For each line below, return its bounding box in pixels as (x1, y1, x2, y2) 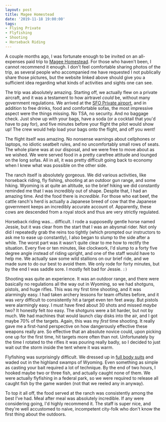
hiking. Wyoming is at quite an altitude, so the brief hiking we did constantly (5, 182, 160, 188)
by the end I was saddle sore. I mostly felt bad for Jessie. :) (5, 266, 128, 272)
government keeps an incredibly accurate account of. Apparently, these (5, 203, 152, 209)
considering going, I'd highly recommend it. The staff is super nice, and (5, 401, 151, 407)
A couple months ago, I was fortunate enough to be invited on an (5, 53, 138, 59)
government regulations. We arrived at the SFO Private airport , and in (5, 100, 147, 106)
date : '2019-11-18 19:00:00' (5, 16, 65, 21)
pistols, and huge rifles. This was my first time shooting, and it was (5, 286, 141, 292)
